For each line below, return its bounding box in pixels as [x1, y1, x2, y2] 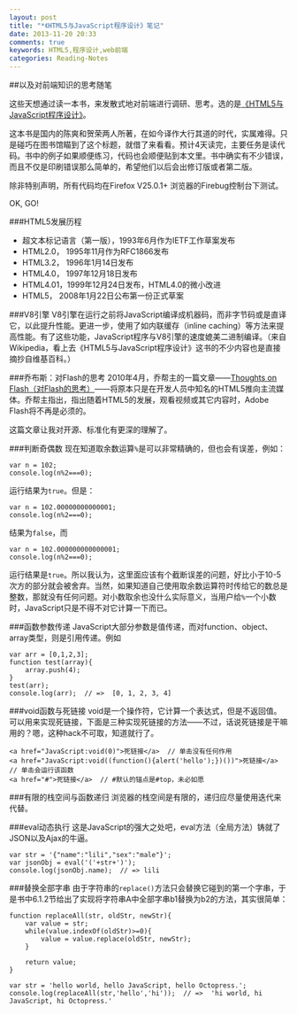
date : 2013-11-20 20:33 [9, 29, 97, 38]
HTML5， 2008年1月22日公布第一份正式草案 [21, 290, 184, 301]
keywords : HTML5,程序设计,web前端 [9, 46, 128, 55]
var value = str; [25, 919, 89, 928]
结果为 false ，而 [9, 528, 68, 538]
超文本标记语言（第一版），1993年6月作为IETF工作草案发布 [21, 236, 236, 245]
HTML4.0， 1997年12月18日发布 [21, 268, 139, 279]
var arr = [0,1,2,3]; [9, 650, 89, 659]
